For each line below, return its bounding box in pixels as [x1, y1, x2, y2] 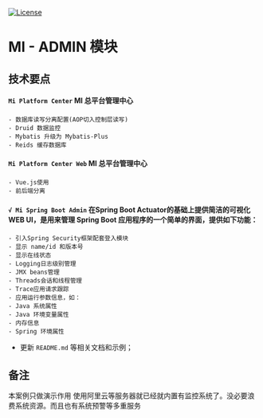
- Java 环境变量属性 [8, 311, 69, 319]
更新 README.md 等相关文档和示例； [19, 343, 134, 353]
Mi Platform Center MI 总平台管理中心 [8, 96, 134, 105]
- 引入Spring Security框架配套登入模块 [8, 235, 129, 243]
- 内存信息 [8, 319, 40, 327]
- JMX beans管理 [8, 268, 60, 277]
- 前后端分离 [8, 187, 45, 195]
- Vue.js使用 [8, 178, 49, 187]
